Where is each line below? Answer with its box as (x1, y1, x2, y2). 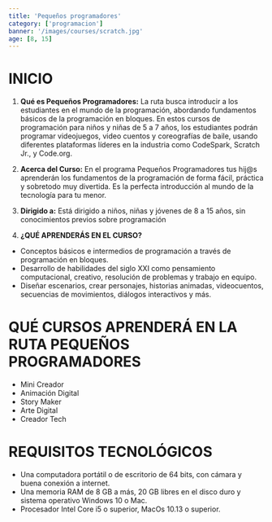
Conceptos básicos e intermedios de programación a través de (19, 246, 231, 257)
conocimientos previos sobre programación (19, 215, 166, 225)
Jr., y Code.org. (19, 148, 73, 159)
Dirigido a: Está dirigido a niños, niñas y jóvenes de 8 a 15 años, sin (19, 206, 246, 216)
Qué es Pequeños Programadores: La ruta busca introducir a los (19, 97, 239, 107)
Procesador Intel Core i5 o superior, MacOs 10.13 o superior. (19, 504, 221, 514)
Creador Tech (19, 415, 67, 424)
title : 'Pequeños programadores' (8, 11, 122, 20)
